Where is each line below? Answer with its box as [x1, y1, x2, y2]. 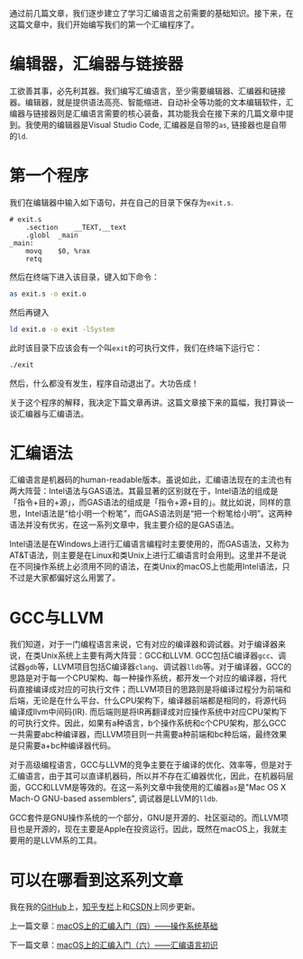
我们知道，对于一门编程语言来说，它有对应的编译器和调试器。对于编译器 [9, 639, 278, 650]
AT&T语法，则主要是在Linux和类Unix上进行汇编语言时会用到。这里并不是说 [9, 550, 287, 561]
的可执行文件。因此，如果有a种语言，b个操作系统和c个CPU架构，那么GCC [9, 717, 287, 728]
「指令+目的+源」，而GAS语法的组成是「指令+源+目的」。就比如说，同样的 [9, 497, 284, 507]
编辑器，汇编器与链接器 [9, 54, 184, 75]
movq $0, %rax [25, 246, 91, 255]
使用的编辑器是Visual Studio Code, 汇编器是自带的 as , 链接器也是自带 [32, 119, 287, 130]
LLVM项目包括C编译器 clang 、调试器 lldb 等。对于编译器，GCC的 [52, 662, 292, 672]
